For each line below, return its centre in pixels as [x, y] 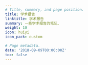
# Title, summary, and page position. [44, 10]
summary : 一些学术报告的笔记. [33, 23]
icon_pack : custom [24, 37]
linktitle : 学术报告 [24, 19]
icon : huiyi [17, 32]
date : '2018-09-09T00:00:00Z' [36, 50]
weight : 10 [16, 28]
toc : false [16, 55]
